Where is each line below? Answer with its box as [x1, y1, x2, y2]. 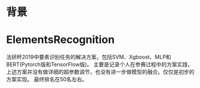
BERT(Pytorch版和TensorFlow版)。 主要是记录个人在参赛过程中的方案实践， [6, 61, 193, 68]
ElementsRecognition [6, 33, 115, 46]
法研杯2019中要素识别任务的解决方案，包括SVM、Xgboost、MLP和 [6, 54, 171, 61]
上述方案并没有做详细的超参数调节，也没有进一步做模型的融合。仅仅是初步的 [6, 68, 195, 76]
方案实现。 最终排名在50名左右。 [6, 76, 88, 83]
